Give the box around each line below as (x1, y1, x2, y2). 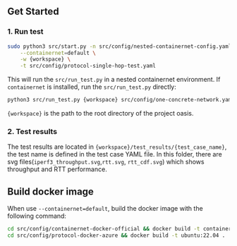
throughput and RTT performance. (7, 165, 107, 173)
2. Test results (7, 126, 58, 136)
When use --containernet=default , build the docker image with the (7, 204, 203, 213)
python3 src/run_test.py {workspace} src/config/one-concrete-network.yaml (7, 97, 235, 104)
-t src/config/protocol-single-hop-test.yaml (20, 63, 157, 70)
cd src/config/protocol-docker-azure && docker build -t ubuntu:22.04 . (7, 232, 226, 239)
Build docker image (7, 185, 94, 197)
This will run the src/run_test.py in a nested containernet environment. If (7, 75, 221, 84)
